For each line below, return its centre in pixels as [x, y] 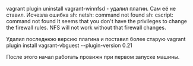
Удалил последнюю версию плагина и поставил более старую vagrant [96, 39]
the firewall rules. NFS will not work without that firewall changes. [86, 27]
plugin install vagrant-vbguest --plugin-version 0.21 [69, 45]
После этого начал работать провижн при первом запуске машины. [93, 57]
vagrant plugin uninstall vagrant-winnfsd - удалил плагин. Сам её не [91, 9]
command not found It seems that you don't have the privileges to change [96, 21]
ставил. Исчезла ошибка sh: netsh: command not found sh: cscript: [90, 15]
